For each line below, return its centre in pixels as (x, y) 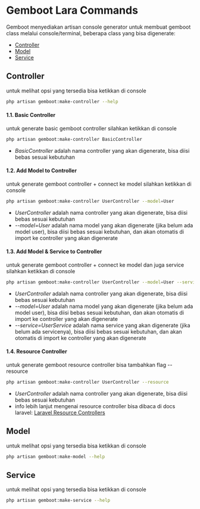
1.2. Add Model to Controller (42, 171)
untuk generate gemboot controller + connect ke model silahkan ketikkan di (99, 184)
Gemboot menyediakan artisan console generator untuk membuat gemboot (99, 27)
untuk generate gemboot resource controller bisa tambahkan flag (86, 365)
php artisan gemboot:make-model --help (56, 456)
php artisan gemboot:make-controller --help (62, 101)
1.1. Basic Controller (31, 115)
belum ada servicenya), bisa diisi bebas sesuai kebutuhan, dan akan (99, 331)
